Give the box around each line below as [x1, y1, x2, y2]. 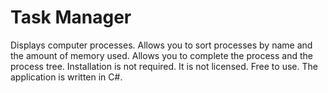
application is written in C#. [10, 71, 123, 83]
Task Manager [10, 6, 132, 29]
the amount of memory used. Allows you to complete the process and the [10, 49, 313, 61]
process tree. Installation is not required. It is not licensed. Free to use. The [10, 60, 318, 72]
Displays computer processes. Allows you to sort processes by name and [10, 39, 313, 51]
